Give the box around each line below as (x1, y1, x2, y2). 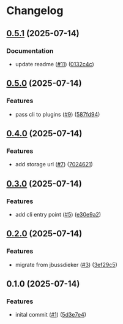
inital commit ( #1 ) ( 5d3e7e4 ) (15, 311, 87, 318)
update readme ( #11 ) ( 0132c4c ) (15, 60, 95, 67)
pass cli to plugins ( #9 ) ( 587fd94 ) (15, 110, 100, 118)
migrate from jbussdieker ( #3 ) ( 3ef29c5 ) (15, 261, 117, 268)
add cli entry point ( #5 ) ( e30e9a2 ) (15, 210, 102, 218)
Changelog (6, 4, 64, 18)
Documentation (6, 47, 54, 55)
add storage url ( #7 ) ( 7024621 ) (15, 161, 93, 168)
